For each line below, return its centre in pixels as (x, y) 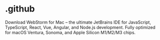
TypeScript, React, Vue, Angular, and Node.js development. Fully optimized (80, 27)
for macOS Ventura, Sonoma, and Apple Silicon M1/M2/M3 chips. (70, 32)
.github (20, 9)
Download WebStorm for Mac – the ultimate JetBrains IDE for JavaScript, (78, 22)
